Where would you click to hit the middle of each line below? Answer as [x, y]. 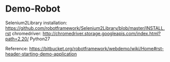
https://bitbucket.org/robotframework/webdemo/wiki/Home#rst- [96, 48]
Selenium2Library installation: [36, 23]
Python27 [40, 39]
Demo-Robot [33, 9]
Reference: [17, 48]
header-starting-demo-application [41, 54]
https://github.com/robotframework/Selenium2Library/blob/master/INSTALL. [85, 28]
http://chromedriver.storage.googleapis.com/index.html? [101, 33]
